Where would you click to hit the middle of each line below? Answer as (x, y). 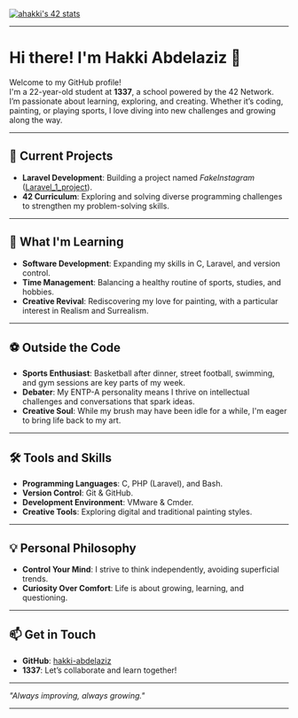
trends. (35, 579)
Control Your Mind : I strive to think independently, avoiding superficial (150, 569)
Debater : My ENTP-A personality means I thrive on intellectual (136, 392)
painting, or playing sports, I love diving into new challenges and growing (143, 110)
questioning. (45, 597)
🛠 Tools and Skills (61, 458)
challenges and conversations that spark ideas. (108, 402)
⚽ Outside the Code (65, 347)
